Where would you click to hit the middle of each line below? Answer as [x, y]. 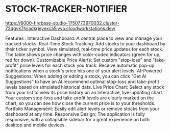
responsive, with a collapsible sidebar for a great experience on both [77, 119]
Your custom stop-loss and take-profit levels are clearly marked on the [80, 98]
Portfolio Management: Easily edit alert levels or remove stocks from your [82, 109]
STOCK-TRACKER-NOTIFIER [66, 9]
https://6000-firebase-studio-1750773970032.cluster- [63, 23]
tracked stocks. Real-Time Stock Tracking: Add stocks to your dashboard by [86, 43]
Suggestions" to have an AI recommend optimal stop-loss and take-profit [82, 82]
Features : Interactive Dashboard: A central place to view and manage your [84, 38]
